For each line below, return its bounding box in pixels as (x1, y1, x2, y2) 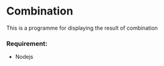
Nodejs (15, 53, 34, 61)
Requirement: (6, 39, 48, 48)
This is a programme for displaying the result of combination (6, 24, 159, 31)
